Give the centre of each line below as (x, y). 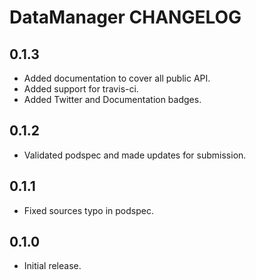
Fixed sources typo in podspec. (88, 210)
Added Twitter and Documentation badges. (112, 99)
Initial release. (52, 266)
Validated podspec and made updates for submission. (135, 155)
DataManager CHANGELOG (125, 17)
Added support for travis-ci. (81, 89)
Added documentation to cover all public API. (117, 78)
